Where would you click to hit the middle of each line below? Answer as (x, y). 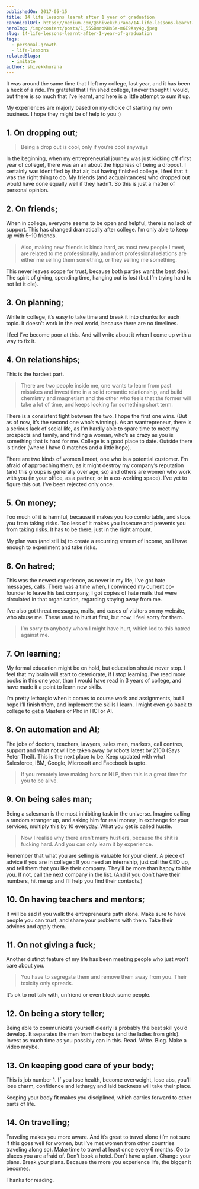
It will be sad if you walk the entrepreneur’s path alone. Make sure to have (96, 914)
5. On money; (31, 503)
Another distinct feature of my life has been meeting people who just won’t (97, 959)
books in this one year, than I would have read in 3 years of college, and (94, 681)
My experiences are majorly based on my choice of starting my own (89, 108)
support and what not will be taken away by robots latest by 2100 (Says (93, 750)
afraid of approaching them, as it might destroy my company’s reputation (95, 465)
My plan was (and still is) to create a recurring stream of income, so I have (97, 541)
